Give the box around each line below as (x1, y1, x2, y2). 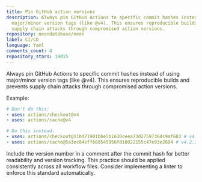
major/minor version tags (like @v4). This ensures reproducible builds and (6, 76, 190, 83)
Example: (6, 94, 29, 102)
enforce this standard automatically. (6, 169, 95, 176)
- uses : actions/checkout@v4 (6, 112, 79, 118)
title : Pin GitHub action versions (6, 8, 96, 15)
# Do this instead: (6, 128, 55, 134)
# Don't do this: (6, 106, 50, 112)
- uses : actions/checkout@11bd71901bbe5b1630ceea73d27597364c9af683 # (6, 133, 187, 140)
